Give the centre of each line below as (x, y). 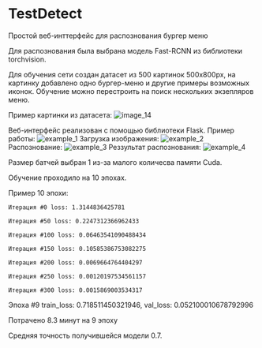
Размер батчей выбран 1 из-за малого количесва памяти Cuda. (115, 162)
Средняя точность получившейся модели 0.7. (85, 335)
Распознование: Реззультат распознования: (105, 147)
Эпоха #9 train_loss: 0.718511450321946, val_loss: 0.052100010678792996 (131, 305)
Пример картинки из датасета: (60, 114)
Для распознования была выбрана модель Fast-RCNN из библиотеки (125, 51)
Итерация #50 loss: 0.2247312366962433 (74, 221)
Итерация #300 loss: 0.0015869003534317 (76, 290)
